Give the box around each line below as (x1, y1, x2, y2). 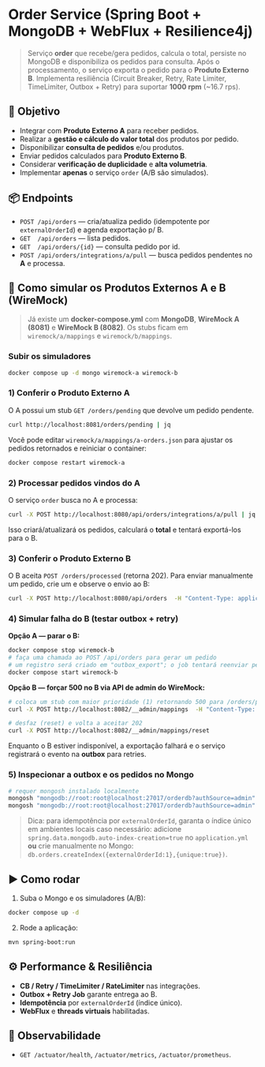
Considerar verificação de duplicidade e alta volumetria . (19, 159, 207, 169)
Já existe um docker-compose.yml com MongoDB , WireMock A (27, 314, 240, 324)
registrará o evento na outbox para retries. (8, 750, 147, 759)
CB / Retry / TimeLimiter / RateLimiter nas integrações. (19, 981, 201, 990)
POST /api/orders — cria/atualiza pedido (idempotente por (19, 216, 211, 226)
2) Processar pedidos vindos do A (8, 477, 140, 489)
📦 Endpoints (8, 192, 73, 205)
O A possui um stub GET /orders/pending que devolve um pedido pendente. (8, 405, 255, 415)
